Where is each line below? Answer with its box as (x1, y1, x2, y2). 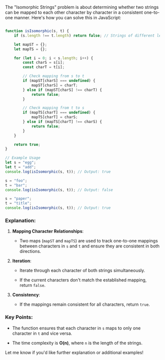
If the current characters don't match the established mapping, (19, 277, 147, 283)
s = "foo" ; (5, 178, 27, 183)
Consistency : (12, 292, 40, 298)
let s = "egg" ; (5, 160, 36, 165)
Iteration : (12, 258, 32, 264)
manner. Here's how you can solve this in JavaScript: (14, 15, 121, 20)
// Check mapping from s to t (23, 74, 84, 79)
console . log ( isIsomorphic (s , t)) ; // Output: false (5, 187, 113, 192)
